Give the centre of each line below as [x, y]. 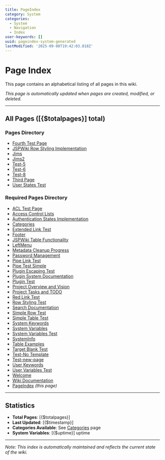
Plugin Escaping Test [33, 271]
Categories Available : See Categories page [56, 428]
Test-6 [19, 169]
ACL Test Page [27, 208]
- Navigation [23, 28]
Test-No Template [30, 354]
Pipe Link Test [27, 260]
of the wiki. [16, 452]
